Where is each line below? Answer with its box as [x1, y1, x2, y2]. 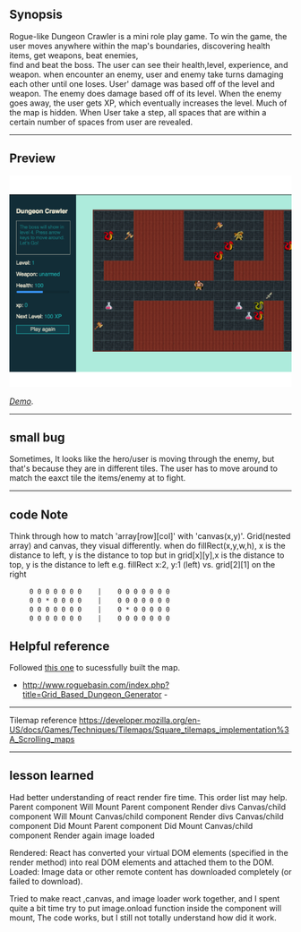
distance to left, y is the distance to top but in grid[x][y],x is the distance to [9, 550, 285, 560]
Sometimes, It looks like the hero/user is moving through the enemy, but [9, 454, 275, 465]
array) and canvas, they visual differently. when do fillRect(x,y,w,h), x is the [9, 541, 286, 552]
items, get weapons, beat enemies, [9, 49, 139, 61]
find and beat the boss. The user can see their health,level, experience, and [9, 59, 288, 70]
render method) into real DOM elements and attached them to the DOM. [9, 857, 275, 868]
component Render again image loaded [9, 830, 155, 841]
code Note [9, 507, 69, 522]
